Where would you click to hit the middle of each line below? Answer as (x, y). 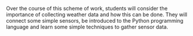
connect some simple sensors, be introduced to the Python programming (95, 21)
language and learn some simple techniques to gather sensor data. (87, 27)
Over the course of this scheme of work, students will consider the (87, 8)
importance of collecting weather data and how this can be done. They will (96, 15)
